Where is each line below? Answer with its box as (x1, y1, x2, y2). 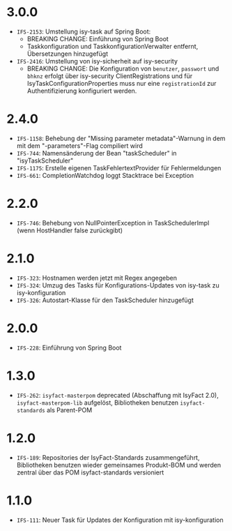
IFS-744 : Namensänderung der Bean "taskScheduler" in (16, 149, 177, 157)
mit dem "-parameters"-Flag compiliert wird (16, 141, 144, 150)
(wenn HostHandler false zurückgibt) (16, 226, 123, 234)
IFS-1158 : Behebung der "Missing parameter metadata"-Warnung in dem (16, 134, 226, 142)
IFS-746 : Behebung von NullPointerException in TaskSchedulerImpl (16, 218, 210, 227)
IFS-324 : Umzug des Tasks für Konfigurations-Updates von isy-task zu (16, 281, 220, 290)
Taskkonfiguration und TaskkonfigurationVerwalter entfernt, (26, 42, 199, 50)
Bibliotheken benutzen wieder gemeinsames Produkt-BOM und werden (16, 461, 221, 469)
